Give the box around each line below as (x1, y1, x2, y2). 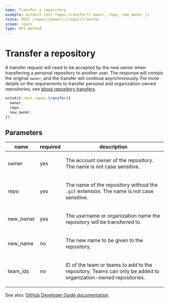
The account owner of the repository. (65, 157, 154, 164)
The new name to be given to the (65, 237, 143, 244)
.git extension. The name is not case (65, 188, 154, 195)
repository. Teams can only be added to (65, 268, 159, 275)
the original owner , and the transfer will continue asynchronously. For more (5, 75, 159, 81)
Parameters (5, 128, 43, 137)
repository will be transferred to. (65, 219, 142, 226)
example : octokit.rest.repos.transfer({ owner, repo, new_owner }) (5, 12, 150, 17)
